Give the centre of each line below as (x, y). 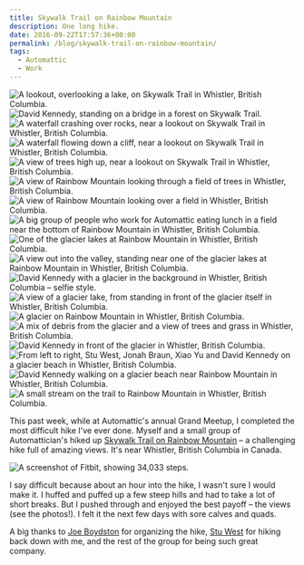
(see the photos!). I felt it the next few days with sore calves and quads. (143, 513)
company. (28, 550)
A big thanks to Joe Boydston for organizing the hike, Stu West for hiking (145, 531)
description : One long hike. (64, 26)
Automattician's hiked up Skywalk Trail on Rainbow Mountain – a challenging (152, 440)
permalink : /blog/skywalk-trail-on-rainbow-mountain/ (113, 43)
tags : (20, 52)
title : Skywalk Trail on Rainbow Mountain (91, 18)
